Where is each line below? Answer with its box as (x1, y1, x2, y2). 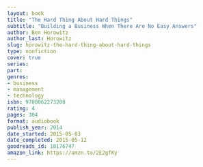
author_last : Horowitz (7, 35, 72, 42)
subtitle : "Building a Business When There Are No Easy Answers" (7, 22, 197, 29)
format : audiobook (7, 117, 59, 125)
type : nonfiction (7, 48, 57, 55)
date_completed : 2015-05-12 (7, 137, 87, 144)
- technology (7, 93, 44, 100)
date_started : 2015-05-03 (7, 130, 81, 137)
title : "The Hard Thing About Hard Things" (7, 16, 133, 23)
